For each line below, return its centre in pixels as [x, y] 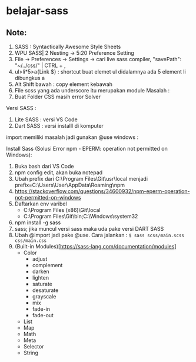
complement [47, 265]
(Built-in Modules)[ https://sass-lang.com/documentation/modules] [95, 246]
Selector [34, 346]
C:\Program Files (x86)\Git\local [62, 210]
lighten [40, 278]
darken [41, 271]
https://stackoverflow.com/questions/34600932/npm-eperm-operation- [102, 191]
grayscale [44, 296]
